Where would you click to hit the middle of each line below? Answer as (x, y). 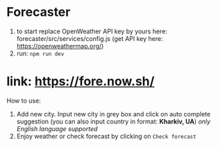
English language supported (57, 128)
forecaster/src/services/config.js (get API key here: (90, 38)
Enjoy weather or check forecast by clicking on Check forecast (106, 136)
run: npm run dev (40, 53)
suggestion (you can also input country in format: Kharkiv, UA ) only (114, 121)
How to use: (24, 101)
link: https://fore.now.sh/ (81, 81)
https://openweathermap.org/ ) (60, 46)
